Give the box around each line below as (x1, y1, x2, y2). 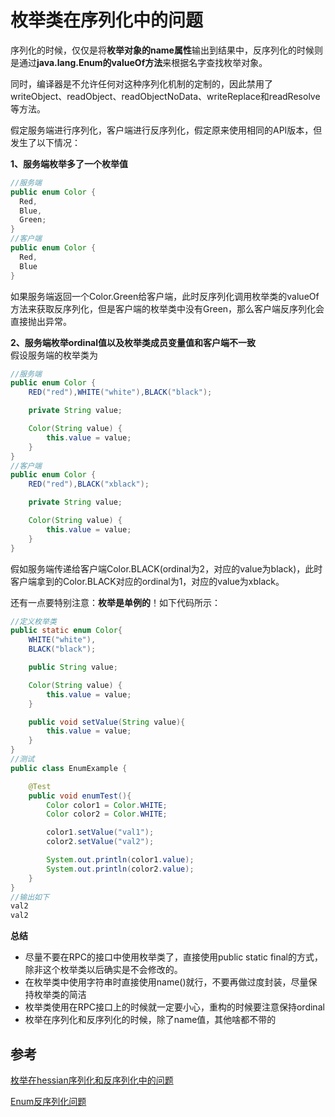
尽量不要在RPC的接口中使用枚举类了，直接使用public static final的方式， (24, 951, 324, 963)
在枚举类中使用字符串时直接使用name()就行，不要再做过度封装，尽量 (24, 976, 309, 988)
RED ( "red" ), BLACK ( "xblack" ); (28, 479, 150, 490)
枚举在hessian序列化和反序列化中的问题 (10, 1074, 174, 1086)
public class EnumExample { (10, 763, 128, 773)
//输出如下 (10, 892, 50, 902)
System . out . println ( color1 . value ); (46, 855, 195, 865)
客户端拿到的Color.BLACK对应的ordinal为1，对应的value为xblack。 (10, 575, 285, 587)
